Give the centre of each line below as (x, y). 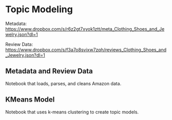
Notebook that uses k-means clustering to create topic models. (72, 112)
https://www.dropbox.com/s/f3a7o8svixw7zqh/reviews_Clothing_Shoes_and (86, 50)
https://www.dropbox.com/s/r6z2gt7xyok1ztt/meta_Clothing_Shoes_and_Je (85, 29)
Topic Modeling (39, 9)
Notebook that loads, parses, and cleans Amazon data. (63, 83)
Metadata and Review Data (49, 71)
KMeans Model (30, 100)
